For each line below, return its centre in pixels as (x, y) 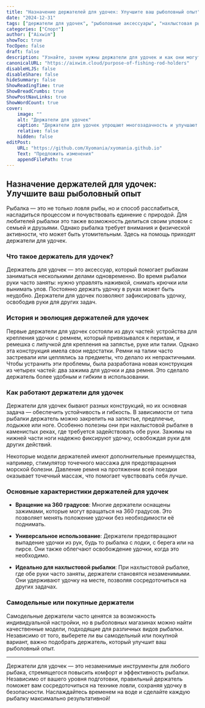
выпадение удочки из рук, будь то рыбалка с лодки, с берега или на (104, 543)
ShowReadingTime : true (35, 86)
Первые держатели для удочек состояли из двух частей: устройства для (102, 331)
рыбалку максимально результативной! (59, 698)
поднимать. (30, 524)
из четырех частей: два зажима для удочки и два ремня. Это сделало (98, 370)
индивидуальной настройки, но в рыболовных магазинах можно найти (99, 622)
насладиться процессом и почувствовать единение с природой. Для (97, 215)
